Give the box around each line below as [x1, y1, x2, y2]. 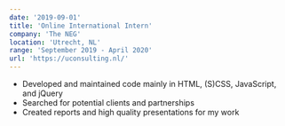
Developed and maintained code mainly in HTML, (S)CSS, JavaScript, [21, 79, 277, 89]
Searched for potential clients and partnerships [21, 98, 195, 107]
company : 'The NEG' [9, 29, 82, 38]
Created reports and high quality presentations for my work [21, 107, 240, 117]
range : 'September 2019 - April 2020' [9, 46, 153, 55]
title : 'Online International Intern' [9, 21, 153, 30]
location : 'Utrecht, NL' [9, 37, 101, 47]
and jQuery [21, 88, 64, 98]
